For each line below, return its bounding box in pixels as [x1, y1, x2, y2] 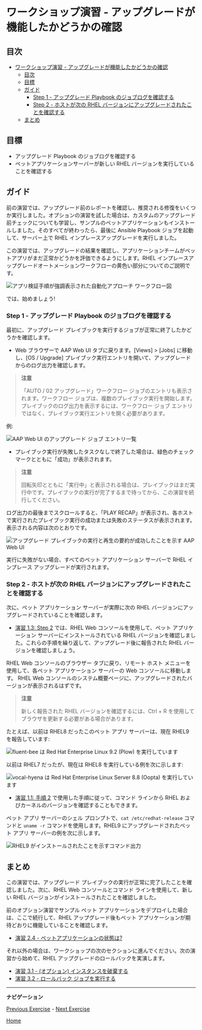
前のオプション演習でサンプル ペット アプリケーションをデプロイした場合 [6, 907, 188, 914]
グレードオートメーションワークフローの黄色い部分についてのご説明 [16, 262, 185, 269]
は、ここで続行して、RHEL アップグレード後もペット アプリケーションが [6, 914, 186, 921]
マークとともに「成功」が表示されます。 [14, 455, 115, 463]
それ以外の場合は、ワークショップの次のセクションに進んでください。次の [6, 947, 191, 954]
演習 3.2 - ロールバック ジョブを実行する [14, 975, 116, 982]
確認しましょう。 [35, 647, 78, 654]
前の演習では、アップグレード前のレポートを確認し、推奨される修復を [6, 204, 180, 211]
